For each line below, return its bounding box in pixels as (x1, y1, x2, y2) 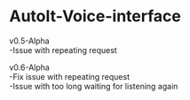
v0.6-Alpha (9, 62, 51, 73)
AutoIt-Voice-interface (9, 6, 182, 27)
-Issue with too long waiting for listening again (9, 81, 178, 91)
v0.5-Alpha (9, 35, 51, 46)
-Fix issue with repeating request (9, 71, 131, 81)
